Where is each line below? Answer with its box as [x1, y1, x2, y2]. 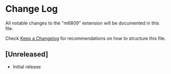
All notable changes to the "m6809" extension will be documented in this [5, 20, 160, 26]
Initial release [12, 63, 41, 69]
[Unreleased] [5, 50, 49, 59]
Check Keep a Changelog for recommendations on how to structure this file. [5, 35, 166, 41]
